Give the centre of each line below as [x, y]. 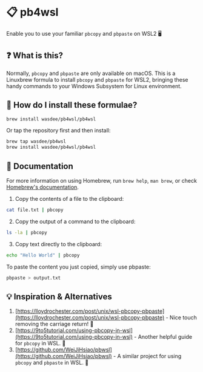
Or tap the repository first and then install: [58, 131]
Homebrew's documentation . [42, 187]
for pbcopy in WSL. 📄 [40, 344]
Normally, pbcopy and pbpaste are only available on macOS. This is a [91, 73]
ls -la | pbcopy [27, 232]
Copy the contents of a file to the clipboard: [69, 199]
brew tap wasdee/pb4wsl [36, 142]
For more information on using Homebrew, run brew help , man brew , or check [101, 181]
